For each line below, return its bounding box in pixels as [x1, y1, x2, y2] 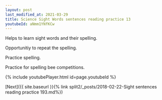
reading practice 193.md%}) [5, 89, 63, 95]
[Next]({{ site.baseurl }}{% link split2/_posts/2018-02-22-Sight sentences [5, 84, 157, 90]
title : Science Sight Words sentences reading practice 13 [5, 17, 131, 22]
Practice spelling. [5, 55, 41, 61]
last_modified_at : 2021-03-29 [5, 12, 68, 17]
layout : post [5, 7, 32, 13]
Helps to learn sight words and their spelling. [5, 35, 97, 41]
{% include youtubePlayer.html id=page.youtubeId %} [5, 74, 116, 80]
